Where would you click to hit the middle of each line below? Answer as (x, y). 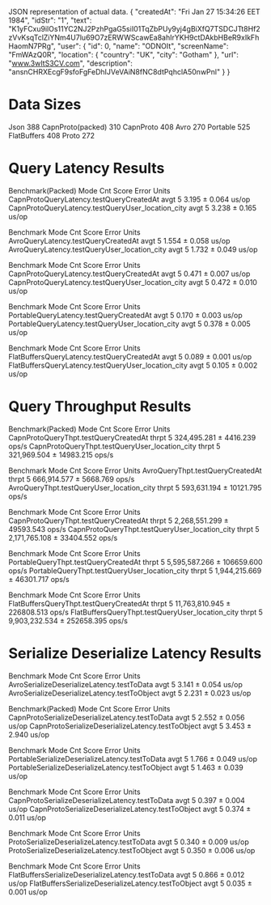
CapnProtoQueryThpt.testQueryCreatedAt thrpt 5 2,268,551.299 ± (119, 520)
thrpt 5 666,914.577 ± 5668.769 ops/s (72, 479)
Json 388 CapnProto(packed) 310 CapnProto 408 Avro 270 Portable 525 (129, 127)
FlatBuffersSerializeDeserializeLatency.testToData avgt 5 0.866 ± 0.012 (127, 874)
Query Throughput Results (100, 407)
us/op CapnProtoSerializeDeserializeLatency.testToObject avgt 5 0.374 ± (130, 809)
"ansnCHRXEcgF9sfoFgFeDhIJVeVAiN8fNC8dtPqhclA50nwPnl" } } (119, 72)
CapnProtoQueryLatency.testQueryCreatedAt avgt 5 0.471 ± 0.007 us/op (129, 274)
